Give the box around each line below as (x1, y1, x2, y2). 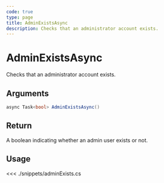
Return (6, 121, 32, 131)
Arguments (6, 88, 49, 99)
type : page (6, 14, 33, 20)
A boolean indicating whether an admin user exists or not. (6, 136, 148, 144)
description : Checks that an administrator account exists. (6, 25, 159, 32)
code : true (6, 8, 33, 15)
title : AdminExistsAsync (6, 20, 68, 26)
